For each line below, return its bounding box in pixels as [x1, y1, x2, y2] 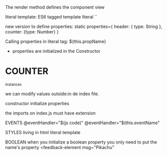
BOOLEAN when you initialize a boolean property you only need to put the [5, 139, 157, 145]
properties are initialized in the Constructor [12, 48, 101, 54]
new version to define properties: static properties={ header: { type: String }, [5, 23, 163, 29]
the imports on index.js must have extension [5, 110, 96, 116]
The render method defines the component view [5, 4, 105, 10]
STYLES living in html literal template [5, 129, 81, 135]
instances [5, 82, 22, 87]
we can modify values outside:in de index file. [5, 91, 99, 97]
